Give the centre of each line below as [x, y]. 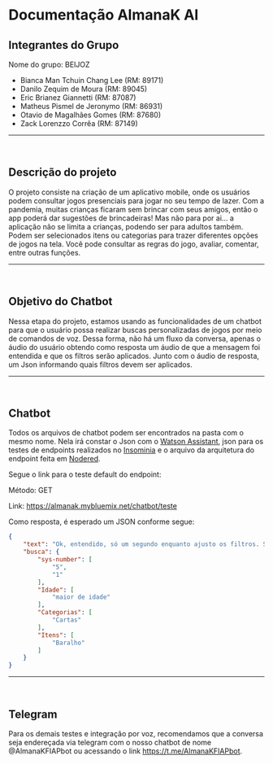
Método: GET [30, 491]
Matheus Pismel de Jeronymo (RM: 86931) [91, 106]
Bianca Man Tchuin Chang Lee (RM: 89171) [92, 80]
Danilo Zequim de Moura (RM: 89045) [84, 89]
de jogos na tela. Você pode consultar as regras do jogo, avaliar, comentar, [134, 244]
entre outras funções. [45, 252]
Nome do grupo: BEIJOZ [50, 64]
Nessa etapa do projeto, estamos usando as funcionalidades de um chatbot [135, 321]
